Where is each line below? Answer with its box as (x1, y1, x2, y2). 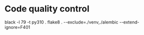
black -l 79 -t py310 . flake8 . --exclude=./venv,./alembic (4, 19, 119, 25)
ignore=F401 (4, 24, 30, 30)
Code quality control (4, 3, 90, 14)
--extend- (119, 19, 140, 25)
